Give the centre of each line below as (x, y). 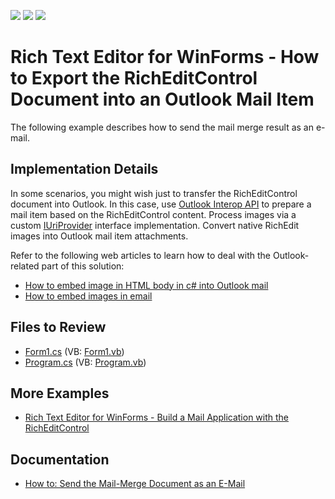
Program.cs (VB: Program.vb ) (85, 362)
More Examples (60, 393)
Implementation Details (84, 169)
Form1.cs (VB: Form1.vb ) (74, 351)
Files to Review (58, 327)
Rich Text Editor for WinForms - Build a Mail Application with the (157, 417)
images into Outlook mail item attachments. (99, 236)
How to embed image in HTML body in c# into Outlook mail (146, 285)
